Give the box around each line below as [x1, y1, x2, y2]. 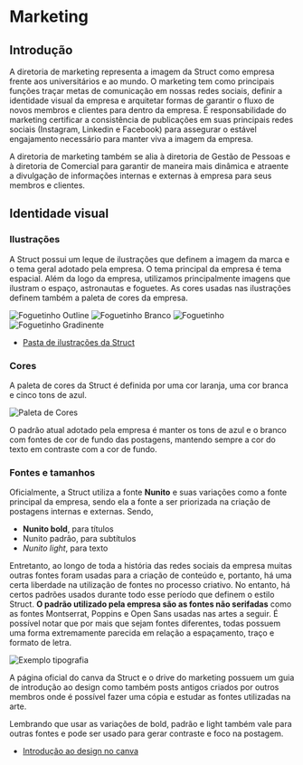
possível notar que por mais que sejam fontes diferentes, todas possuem [9, 618, 281, 629]
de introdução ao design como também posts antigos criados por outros [9, 682, 279, 693]
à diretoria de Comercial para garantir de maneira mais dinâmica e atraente [9, 161, 289, 171]
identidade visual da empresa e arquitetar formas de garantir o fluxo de [9, 95, 275, 106]
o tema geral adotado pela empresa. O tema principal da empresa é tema [9, 263, 282, 274]
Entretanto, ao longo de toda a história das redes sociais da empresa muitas [9, 561, 292, 571]
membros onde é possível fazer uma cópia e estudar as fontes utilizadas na [9, 692, 291, 703]
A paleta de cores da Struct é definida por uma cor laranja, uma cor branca [9, 380, 289, 391]
